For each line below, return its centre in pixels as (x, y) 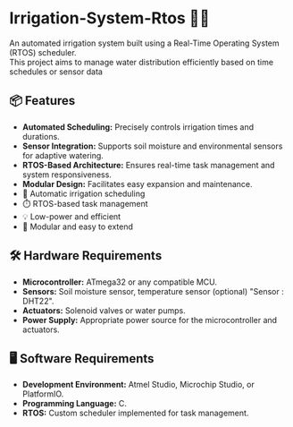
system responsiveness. (67, 175)
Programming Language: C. (75, 404)
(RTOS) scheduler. (43, 52)
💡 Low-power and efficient (71, 216)
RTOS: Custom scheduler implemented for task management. (135, 413)
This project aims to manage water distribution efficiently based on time (142, 62)
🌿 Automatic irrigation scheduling (84, 193)
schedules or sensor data (56, 72)
